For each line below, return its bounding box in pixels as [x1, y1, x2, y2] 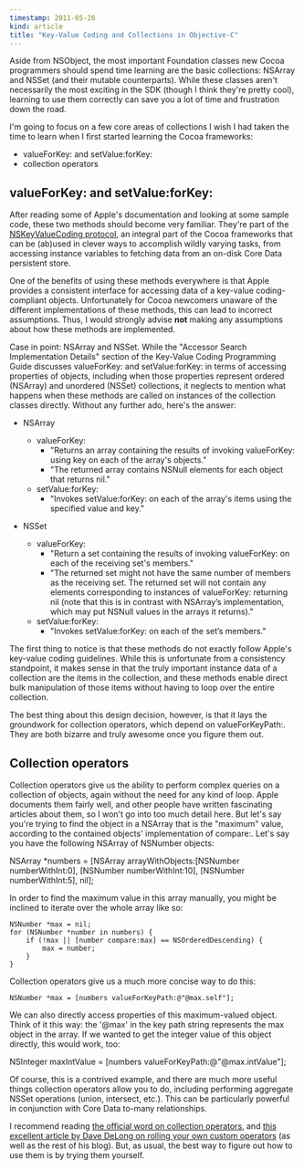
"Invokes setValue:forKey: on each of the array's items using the [49, 494, 292, 505]
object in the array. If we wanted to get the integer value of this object [9, 1029, 272, 1039]
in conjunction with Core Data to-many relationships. [9, 1103, 208, 1113]
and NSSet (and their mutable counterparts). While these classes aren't [9, 75, 278, 86]
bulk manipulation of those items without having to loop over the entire [9, 682, 276, 694]
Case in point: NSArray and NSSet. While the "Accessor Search [9, 341, 247, 352]
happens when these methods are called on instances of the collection [9, 390, 277, 402]
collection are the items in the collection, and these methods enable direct [9, 673, 288, 684]
